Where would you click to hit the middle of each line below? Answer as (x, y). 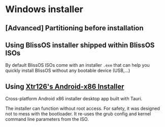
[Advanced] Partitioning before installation (74, 28)
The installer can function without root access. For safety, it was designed (82, 109)
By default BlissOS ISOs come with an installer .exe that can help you (77, 65)
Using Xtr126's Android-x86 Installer (65, 86)
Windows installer (44, 9)
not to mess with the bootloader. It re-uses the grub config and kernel (78, 114)
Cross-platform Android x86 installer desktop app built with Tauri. (74, 99)
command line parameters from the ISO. (47, 119)
